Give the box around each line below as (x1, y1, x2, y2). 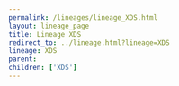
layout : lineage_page (8, 21, 90, 30)
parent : (8, 55, 38, 64)
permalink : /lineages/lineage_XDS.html (8, 13, 158, 22)
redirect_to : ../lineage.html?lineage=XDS (8, 38, 170, 47)
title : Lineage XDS (8, 30, 82, 39)
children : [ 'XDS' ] (8, 64, 77, 73)
